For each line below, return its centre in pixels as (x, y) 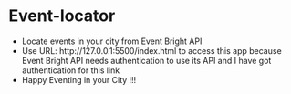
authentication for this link (71, 70)
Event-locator (62, 16)
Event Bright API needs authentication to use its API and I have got (146, 60)
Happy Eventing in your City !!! (79, 79)
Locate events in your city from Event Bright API (112, 41)
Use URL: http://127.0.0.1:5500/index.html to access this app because (151, 50)
